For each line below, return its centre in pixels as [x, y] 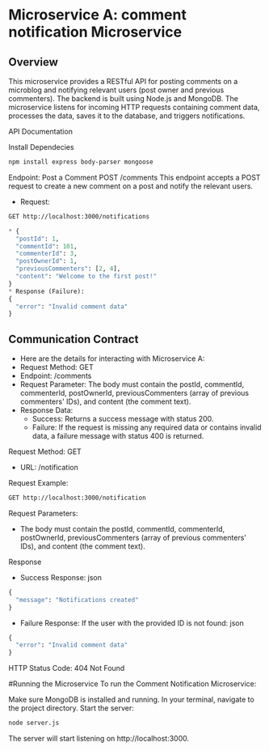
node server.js [34, 723]
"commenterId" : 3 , [47, 254]
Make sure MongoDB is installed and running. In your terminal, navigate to [131, 700]
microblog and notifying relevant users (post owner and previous [116, 90]
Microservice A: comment [98, 15]
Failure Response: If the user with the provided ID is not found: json [132, 623]
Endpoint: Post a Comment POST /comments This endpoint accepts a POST [134, 177]
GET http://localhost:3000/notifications [79, 216]
